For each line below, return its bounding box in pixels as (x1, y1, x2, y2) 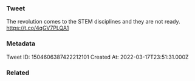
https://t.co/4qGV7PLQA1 (6, 24, 69, 31)
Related (6, 68, 30, 77)
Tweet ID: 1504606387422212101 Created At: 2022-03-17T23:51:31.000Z (6, 53, 190, 60)
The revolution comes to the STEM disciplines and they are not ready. (6, 18, 180, 25)
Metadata (6, 39, 35, 48)
